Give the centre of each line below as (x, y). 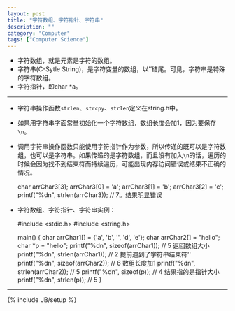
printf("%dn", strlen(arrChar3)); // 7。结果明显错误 (90, 195)
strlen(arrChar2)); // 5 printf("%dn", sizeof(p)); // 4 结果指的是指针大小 (119, 272)
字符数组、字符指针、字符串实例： (66, 210)
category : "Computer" (39, 33)
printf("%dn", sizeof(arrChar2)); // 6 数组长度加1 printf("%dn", (106, 263)
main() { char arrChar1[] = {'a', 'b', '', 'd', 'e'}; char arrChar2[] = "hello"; (119, 238)
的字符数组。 (36, 78)
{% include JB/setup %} (42, 300)
